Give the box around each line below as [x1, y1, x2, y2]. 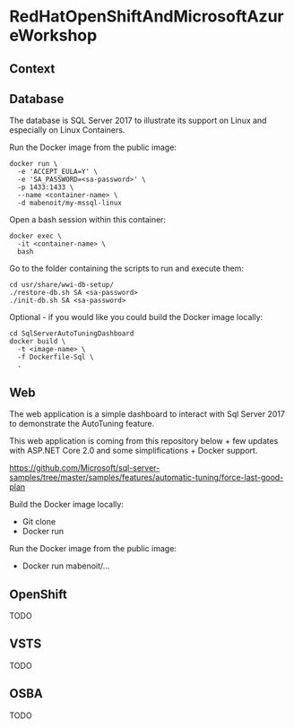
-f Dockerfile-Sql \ [17, 352, 94, 362]
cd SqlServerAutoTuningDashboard [9, 329, 134, 338]
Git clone [22, 516, 56, 527]
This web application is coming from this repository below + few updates [9, 436, 279, 446]
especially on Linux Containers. [9, 125, 125, 135]
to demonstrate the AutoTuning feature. [9, 419, 155, 429]
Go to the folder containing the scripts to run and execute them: [9, 263, 245, 274]
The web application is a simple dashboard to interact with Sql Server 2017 [9, 409, 285, 420]
